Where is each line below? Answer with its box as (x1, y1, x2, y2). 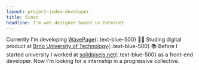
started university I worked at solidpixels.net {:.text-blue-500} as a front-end (6, 51, 193, 58)
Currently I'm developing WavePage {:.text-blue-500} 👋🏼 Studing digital (6, 36, 182, 43)
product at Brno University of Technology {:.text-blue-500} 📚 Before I (6, 43, 178, 50)
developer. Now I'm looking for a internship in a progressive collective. (6, 58, 180, 65)
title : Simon (6, 14, 39, 20)
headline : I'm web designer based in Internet (6, 20, 124, 26)
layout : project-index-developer (6, 8, 90, 15)
